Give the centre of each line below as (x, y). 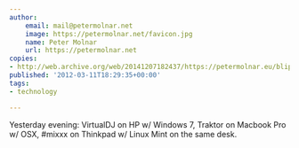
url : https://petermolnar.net (81, 51)
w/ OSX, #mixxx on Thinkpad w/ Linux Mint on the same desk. (123, 134)
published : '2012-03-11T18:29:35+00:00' (85, 75)
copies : (24, 58)
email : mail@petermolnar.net (79, 26)
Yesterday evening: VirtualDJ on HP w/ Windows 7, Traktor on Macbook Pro (148, 124)
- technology (33, 91)
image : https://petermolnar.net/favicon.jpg (109, 34)
